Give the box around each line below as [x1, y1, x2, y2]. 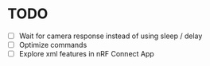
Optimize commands [18, 41, 87, 49]
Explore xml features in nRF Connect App [18, 49, 154, 59]
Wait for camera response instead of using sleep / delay [18, 31, 203, 41]
